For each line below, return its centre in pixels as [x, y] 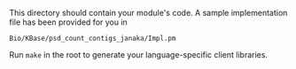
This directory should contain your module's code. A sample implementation [148, 13]
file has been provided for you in [69, 22]
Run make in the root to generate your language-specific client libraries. [139, 55]
